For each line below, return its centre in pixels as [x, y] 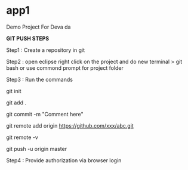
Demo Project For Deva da [38, 27]
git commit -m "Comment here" [45, 114]
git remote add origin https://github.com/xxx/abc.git [70, 125]
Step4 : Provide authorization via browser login [64, 160]
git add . [16, 103]
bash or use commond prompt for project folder [65, 68]
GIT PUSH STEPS [28, 38]
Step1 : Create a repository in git [46, 50]
